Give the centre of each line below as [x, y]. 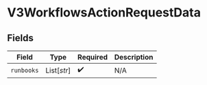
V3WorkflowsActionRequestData [104, 13]
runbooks [25, 70]
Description [134, 57]
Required [93, 57]
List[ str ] [58, 70]
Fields [21, 38]
